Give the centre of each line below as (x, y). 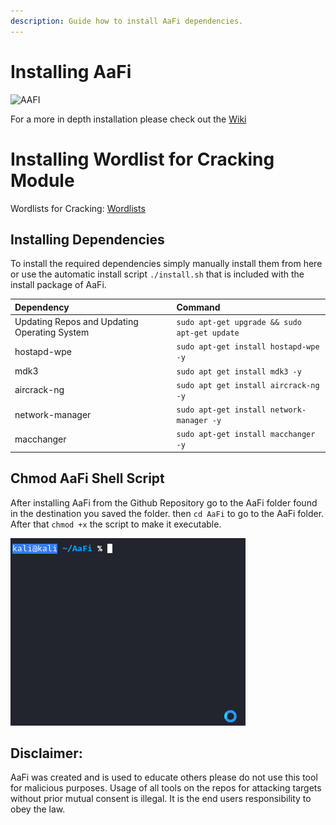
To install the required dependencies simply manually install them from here (166, 264)
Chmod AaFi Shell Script (87, 478)
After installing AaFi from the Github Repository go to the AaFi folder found (164, 502)
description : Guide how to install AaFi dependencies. (127, 21)
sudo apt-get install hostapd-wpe (248, 347)
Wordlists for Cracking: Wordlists (78, 208)
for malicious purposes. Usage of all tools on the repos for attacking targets (166, 788)
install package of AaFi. (58, 285)
